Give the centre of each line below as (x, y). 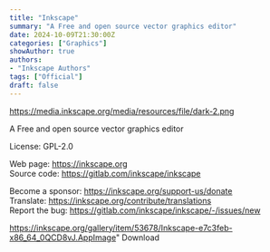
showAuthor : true (42, 52)
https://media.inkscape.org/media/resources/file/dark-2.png (122, 111)
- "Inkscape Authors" (50, 69)
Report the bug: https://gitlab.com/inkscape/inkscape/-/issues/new (135, 210)
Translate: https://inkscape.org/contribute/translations (111, 200)
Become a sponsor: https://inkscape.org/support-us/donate (121, 190)
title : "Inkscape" (44, 18)
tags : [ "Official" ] (46, 77)
